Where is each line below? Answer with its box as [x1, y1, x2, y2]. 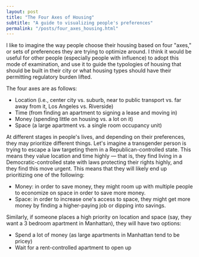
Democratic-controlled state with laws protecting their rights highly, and [6, 159, 183, 166]
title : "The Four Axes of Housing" [6, 14, 95, 20]
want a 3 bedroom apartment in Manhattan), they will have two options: [6, 220, 182, 227]
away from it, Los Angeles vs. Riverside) [14, 103, 114, 110]
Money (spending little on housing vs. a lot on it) [14, 116, 133, 123]
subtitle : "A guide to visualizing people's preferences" [6, 20, 153, 26]
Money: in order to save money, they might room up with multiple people [14, 183, 193, 190]
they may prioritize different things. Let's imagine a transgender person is [6, 140, 186, 147]
